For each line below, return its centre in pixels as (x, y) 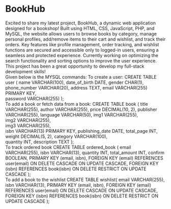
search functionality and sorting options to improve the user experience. (81, 61)
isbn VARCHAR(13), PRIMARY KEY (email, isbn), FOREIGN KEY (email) (78, 185)
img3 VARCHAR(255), (28, 126)
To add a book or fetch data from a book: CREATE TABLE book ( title (77, 104)
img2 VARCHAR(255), (28, 120)
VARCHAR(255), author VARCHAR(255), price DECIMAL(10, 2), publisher (81, 109)
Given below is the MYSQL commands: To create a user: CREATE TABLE (81, 77)
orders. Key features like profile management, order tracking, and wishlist (82, 44)
